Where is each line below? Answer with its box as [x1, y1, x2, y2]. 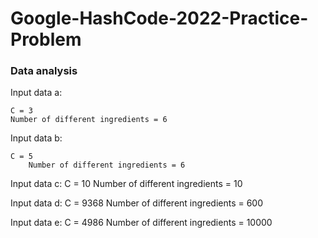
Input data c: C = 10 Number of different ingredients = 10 [10, 178, 243, 190]
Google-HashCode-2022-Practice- [10, 7, 309, 30]
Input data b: [10, 132, 63, 144]
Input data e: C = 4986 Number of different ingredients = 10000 [10, 217, 273, 229]
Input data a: [10, 87, 63, 99]
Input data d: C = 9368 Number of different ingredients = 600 [10, 197, 264, 209]
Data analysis [10, 64, 78, 78]
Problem [10, 28, 82, 51]
